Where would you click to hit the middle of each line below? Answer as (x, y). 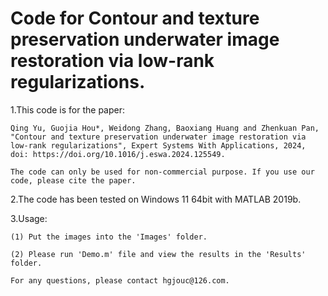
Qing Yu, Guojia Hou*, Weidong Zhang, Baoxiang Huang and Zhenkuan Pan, (165, 128)
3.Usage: (29, 218)
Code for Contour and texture (135, 18)
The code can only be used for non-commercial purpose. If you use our (162, 172)
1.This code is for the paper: (68, 109)
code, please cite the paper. (73, 180)
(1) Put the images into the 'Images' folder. (109, 237)
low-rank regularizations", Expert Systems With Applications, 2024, (158, 145)
